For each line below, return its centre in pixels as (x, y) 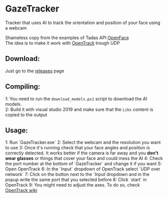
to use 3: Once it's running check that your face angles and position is (78, 148)
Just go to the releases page (35, 71)
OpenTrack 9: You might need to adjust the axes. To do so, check (73, 185)
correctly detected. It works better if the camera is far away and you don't (82, 153)
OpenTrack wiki (21, 190)
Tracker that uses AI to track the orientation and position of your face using (83, 23)
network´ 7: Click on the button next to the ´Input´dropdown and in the (77, 174)
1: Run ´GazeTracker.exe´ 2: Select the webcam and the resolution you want (83, 142)
